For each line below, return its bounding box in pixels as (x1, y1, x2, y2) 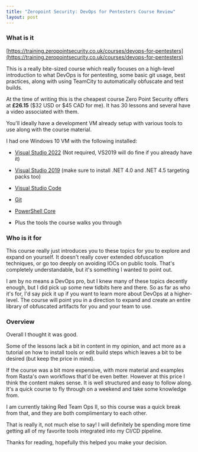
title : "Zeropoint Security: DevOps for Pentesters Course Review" (6, 8, 176, 15)
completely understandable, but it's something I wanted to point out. (6, 266, 173, 273)
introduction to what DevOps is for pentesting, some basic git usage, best (6, 71, 186, 78)
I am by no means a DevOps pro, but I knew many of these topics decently (6, 278, 188, 285)
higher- (174, 290, 193, 297)
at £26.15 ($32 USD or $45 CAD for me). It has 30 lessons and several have (6, 101, 191, 109)
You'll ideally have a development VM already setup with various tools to (6, 119, 183, 126)
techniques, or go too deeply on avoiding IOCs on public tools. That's (6, 260, 175, 267)
